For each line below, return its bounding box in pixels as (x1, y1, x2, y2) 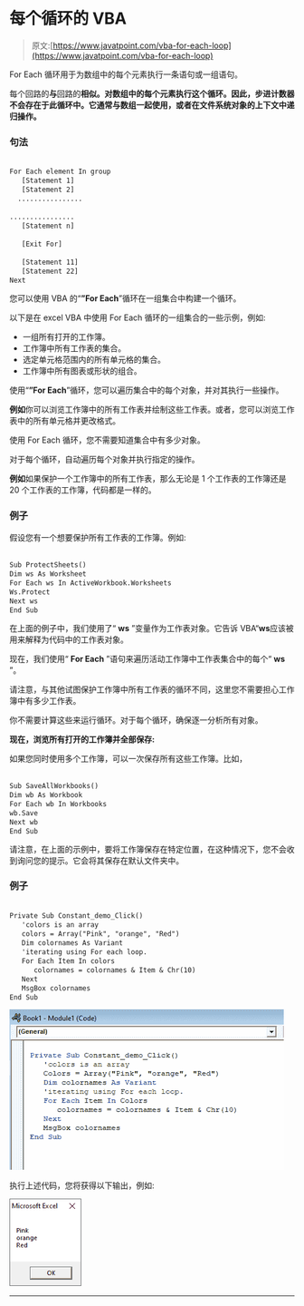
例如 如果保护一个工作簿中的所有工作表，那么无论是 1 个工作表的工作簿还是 (9, 473, 287, 484)
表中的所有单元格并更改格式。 (9, 415, 120, 426)
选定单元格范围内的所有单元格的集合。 (22, 355, 166, 365)
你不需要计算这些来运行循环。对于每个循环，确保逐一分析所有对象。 (9, 714, 263, 726)
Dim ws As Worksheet (9, 569, 88, 579)
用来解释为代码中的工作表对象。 (9, 634, 128, 645)
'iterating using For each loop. (21, 947, 147, 957)
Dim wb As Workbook (9, 790, 83, 799)
